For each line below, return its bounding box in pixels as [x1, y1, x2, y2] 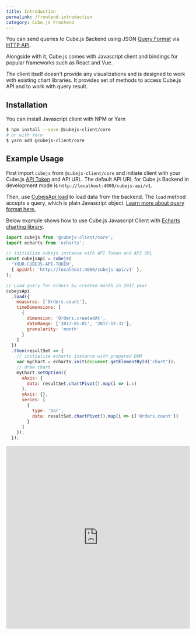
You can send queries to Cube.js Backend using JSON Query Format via [6, 36, 180, 43]
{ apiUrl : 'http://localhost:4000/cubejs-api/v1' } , [11, 267, 142, 273]
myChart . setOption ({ [16, 370, 66, 375]
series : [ [21, 397, 45, 403]
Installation [6, 100, 48, 110]
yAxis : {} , [21, 391, 48, 398]
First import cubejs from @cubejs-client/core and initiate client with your [6, 169, 181, 176]
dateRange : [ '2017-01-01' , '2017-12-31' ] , [27, 321, 132, 326]
